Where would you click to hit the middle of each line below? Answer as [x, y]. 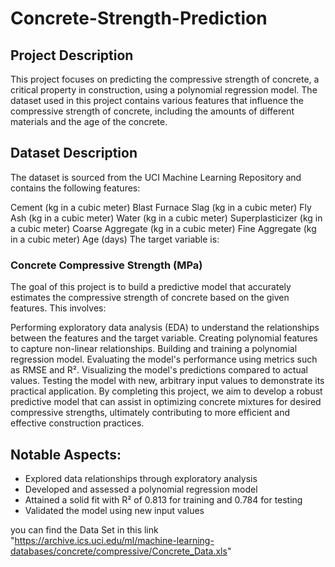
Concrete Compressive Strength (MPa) [106, 265]
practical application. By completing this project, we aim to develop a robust [166, 391]
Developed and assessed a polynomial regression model [141, 489]
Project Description [72, 55]
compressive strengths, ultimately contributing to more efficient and [150, 413]
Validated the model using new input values [114, 510]
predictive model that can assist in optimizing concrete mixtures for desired [166, 402]
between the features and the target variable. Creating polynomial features [164, 338]
